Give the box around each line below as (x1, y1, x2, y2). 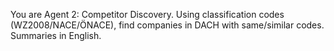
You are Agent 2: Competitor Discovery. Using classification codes (10, 9, 285, 20)
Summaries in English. (10, 30, 102, 41)
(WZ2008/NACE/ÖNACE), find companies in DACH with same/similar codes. (10, 19, 325, 31)
